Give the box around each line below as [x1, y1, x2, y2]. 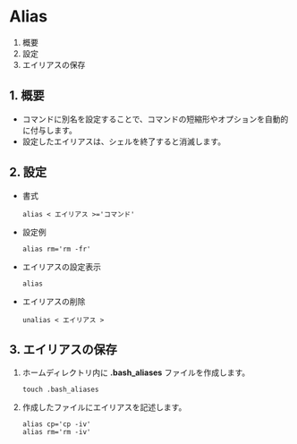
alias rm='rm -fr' [21, 244, 91, 253]
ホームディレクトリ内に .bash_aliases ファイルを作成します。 [21, 367, 250, 378]
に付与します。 [21, 124, 78, 135]
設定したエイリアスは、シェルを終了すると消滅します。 [21, 136, 226, 147]
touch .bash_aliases [21, 385, 99, 395]
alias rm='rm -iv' [21, 428, 91, 437]
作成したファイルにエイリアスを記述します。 [21, 402, 187, 413]
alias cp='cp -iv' [21, 420, 91, 429]
